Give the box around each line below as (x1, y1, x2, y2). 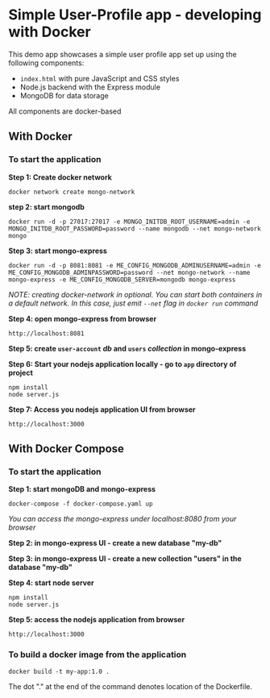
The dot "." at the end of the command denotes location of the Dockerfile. (8, 681, 252, 691)
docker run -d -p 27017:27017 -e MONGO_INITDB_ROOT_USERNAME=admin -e (8, 218, 251, 226)
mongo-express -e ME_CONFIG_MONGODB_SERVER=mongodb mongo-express (8, 276, 236, 284)
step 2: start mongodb (8, 202, 85, 211)
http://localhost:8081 (8, 329, 85, 338)
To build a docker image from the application (8, 649, 187, 660)
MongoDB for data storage (19, 90, 109, 100)
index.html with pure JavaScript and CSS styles (19, 73, 180, 83)
